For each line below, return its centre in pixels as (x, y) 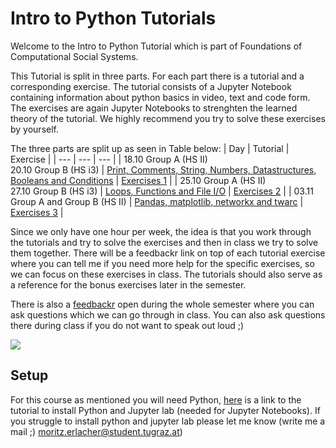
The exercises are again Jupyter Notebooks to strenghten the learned (154, 108)
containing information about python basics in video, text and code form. (160, 97)
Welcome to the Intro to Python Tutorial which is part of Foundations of (156, 46)
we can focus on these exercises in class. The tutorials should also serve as (166, 274)
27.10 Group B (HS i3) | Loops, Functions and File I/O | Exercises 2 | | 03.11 (162, 191)
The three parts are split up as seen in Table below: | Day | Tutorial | (150, 148)
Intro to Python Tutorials (113, 18)
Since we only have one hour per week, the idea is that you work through (161, 231)
